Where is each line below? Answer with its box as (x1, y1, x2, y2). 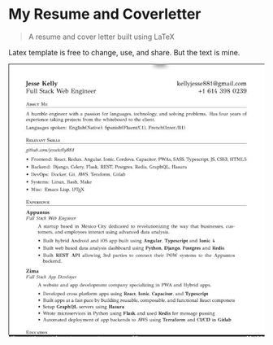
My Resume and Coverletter (8, 5, 201, 24)
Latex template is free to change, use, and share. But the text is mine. (8, 47, 240, 57)
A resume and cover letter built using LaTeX (28, 32, 175, 41)
